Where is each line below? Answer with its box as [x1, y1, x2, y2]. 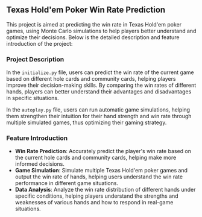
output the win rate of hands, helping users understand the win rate [14, 173, 183, 180]
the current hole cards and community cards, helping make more [14, 154, 177, 162]
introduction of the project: [6, 40, 73, 47]
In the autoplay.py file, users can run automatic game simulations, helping [6, 106, 191, 113]
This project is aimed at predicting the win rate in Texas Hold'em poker [6, 20, 182, 28]
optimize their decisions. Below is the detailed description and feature [6, 33, 180, 41]
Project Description [6, 55, 65, 63]
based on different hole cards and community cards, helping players [6, 75, 176, 83]
